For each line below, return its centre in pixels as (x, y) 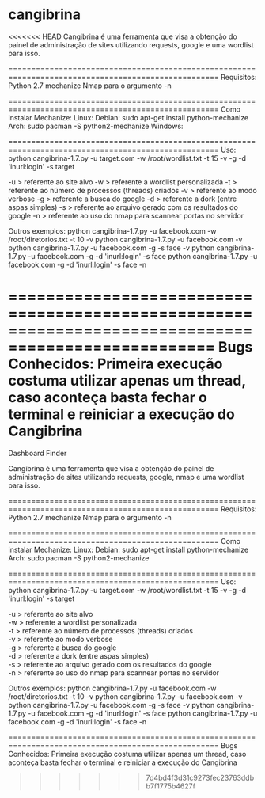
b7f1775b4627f (171, 786)
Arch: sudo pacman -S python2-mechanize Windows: (96, 126)
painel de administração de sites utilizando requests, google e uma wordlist (131, 44)
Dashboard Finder (38, 453)
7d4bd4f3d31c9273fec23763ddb (200, 777)
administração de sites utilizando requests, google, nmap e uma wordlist (126, 477)
